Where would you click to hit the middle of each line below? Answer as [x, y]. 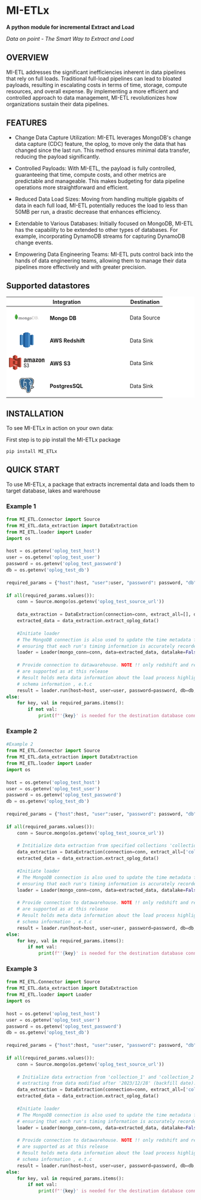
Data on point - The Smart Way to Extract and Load [70, 38]
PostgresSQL [67, 386]
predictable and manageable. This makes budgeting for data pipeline [100, 181]
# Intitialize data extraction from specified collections [92, 846]
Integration [67, 302]
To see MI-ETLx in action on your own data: [60, 428]
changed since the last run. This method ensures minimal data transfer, [102, 150]
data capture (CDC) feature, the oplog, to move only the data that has [100, 144]
